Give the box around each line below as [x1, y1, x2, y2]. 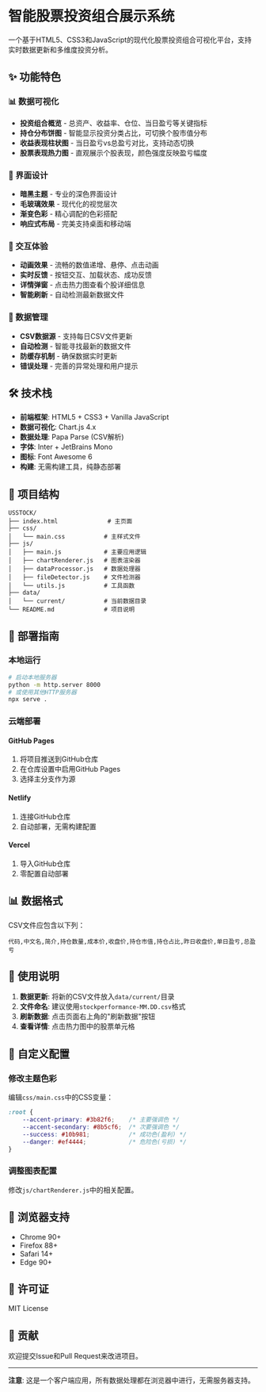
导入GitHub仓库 [19, 858, 71, 869]
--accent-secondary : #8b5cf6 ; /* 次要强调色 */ [22, 1123, 180, 1131]
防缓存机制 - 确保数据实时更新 [19, 351, 118, 361]
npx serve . [8, 696, 47, 704]
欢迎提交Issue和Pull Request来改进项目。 [8, 1352, 142, 1361]
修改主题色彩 [8, 1072, 58, 1083]
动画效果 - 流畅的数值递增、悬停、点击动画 [19, 260, 160, 270]
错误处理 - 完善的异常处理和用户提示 [19, 361, 139, 370]
